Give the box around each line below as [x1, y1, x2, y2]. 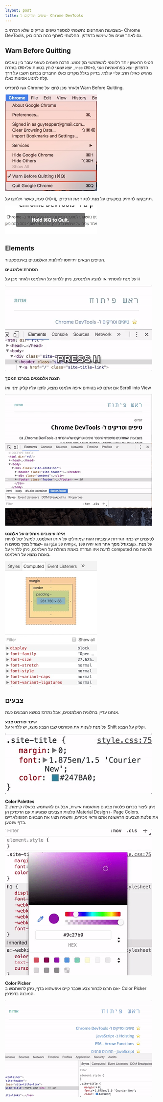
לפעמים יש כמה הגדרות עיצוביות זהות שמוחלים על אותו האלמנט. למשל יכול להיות [5, 536, 155, 542]
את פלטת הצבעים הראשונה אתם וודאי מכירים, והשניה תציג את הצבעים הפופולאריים [5, 814, 159, 820]
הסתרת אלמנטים [5, 267, 38, 273]
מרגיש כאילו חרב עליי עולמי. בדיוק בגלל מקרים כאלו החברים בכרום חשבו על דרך [5, 70, 152, 76]
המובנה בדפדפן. [5, 990, 35, 996]
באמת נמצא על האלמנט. [5, 551, 51, 557]
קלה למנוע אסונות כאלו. [5, 75, 49, 81]
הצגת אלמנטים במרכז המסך [5, 375, 60, 381]
